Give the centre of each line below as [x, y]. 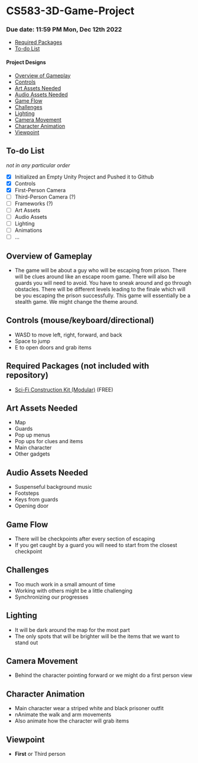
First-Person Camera [40, 190]
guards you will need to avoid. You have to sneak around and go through [103, 282]
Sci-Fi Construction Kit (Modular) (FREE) [64, 389]
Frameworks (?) [34, 204]
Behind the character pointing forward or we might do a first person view [103, 675]
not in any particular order [38, 165]
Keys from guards [36, 500]
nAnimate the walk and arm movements [63, 715]
